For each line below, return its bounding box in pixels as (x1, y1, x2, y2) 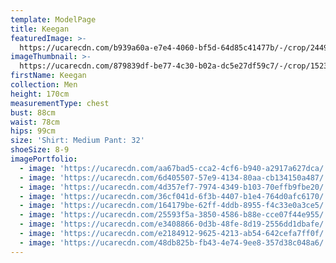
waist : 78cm (10, 117, 60, 127)
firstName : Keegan (10, 71, 87, 81)
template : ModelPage (10, 14, 97, 25)
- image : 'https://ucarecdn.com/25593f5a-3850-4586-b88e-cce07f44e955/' (19, 210, 329, 220)
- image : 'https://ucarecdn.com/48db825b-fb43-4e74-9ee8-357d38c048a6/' (19, 237, 329, 248)
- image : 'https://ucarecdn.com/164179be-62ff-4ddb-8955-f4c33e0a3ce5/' (19, 201, 329, 211)
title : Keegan (10, 24, 70, 34)
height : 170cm (10, 89, 70, 99)
